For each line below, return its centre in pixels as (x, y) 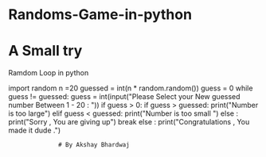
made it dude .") (35, 130)
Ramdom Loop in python (49, 73)
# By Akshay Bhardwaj (94, 145)
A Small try (45, 51)
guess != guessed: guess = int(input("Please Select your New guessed (124, 97)
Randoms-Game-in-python (100, 15)
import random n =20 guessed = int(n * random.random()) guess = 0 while (131, 88)
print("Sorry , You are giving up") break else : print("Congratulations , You (129, 122)
